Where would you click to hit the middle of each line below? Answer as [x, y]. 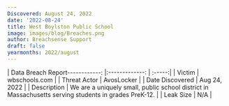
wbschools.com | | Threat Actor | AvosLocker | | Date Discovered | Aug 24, [114, 79]
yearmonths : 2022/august [43, 53]
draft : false [26, 46]
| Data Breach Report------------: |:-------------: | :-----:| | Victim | [103, 72]
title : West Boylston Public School [60, 26]
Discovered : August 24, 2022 [50, 14]
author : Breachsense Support [50, 40]
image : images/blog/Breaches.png [56, 33]
